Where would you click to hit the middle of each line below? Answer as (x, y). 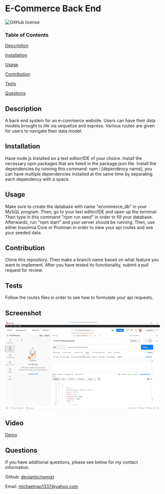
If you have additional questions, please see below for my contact (72, 462)
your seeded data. (24, 232)
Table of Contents (27, 35)
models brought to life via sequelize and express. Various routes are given (80, 126)
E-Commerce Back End (53, 9)
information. (17, 467)
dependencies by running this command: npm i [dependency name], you (79, 169)
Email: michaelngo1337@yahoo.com (42, 487)
